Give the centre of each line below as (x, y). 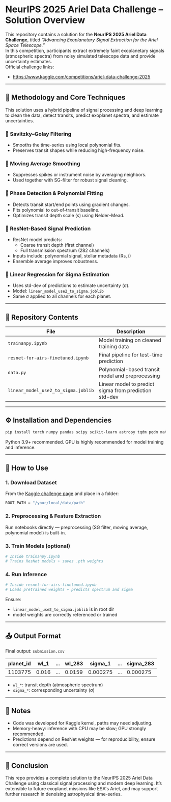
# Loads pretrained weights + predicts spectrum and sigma (69, 589)
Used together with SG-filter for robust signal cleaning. (70, 180)
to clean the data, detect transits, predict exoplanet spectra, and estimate (82, 115)
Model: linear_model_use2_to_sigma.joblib (58, 291)
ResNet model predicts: (37, 239)
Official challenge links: (30, 67)
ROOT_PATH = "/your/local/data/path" (45, 503)
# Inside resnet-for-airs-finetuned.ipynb (51, 585)
